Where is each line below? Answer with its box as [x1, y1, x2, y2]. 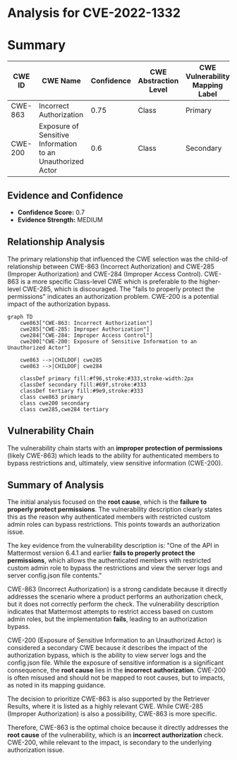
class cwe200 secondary [20, 400, 90, 407]
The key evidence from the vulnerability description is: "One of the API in [7, 541, 219, 550]
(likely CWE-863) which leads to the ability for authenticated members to [7, 451, 220, 460]
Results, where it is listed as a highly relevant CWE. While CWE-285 [7, 702, 203, 711]
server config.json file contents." [7, 571, 102, 580]
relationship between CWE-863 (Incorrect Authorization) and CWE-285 [7, 262, 215, 271]
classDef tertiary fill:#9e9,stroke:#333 [20, 387, 143, 394]
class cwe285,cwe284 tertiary [20, 405, 109, 413]
